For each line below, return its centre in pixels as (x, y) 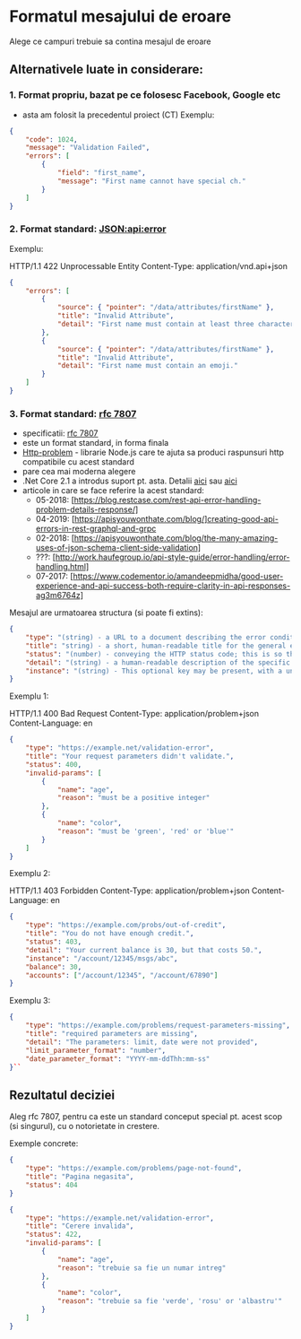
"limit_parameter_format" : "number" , (96, 1050)
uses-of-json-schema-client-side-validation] (118, 548)
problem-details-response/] (87, 509)
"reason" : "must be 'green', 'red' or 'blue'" (146, 831)
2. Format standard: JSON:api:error (88, 229)
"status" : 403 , (54, 942)
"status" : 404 (52, 1185)
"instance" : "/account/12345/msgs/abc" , (102, 958)
